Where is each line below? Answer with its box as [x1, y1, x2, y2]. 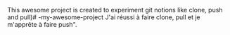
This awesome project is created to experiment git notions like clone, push [7, 6, 223, 14]
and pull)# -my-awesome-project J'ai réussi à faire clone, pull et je [7, 13, 200, 21]
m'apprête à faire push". [7, 21, 77, 28]
